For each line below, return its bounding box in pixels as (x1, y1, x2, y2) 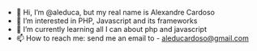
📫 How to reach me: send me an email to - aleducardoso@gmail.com (15, 33, 250, 43)
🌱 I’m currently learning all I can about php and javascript (15, 25, 207, 33)
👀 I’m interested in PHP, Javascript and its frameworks (15, 16, 198, 25)
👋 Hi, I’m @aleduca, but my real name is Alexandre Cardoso (15, 8, 215, 17)
